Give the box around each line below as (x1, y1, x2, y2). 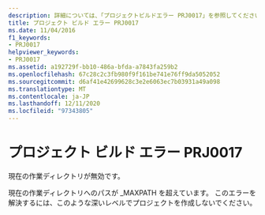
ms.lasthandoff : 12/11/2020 (8, 100, 101, 107)
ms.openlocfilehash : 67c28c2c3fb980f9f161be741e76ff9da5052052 (8, 70, 221, 78)
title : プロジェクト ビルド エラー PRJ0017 (8, 19, 140, 27)
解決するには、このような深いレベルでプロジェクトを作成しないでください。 (8, 198, 257, 207)
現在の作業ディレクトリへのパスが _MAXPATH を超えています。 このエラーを (8, 187, 256, 198)
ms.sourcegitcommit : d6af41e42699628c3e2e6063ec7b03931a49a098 (8, 77, 221, 85)
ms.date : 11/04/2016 (8, 26, 77, 34)
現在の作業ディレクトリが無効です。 (8, 171, 125, 180)
